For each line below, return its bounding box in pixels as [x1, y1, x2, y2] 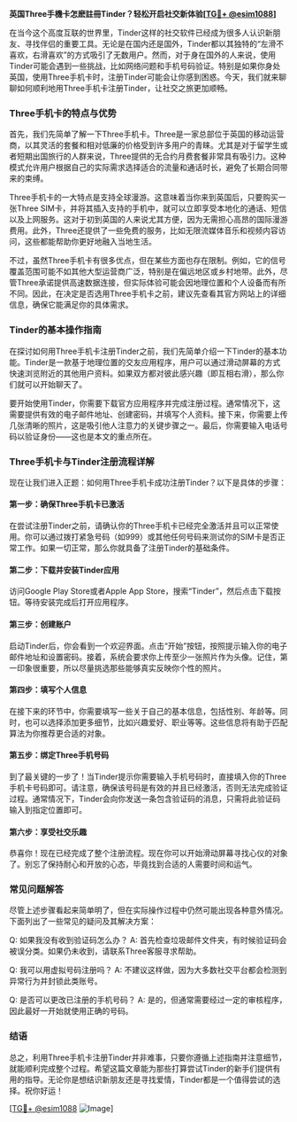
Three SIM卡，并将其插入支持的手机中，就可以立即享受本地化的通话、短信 [16, 203, 287, 214]
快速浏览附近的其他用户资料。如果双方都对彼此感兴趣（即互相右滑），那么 [9, 368, 277, 378]
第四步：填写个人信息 [9, 684, 87, 695]
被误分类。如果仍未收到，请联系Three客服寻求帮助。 [9, 946, 202, 956]
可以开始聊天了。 [24, 378, 87, 389]
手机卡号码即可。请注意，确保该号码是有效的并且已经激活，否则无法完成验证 [9, 782, 288, 792]
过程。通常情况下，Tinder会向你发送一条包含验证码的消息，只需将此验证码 [9, 793, 281, 804]
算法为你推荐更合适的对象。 [9, 728, 110, 738]
